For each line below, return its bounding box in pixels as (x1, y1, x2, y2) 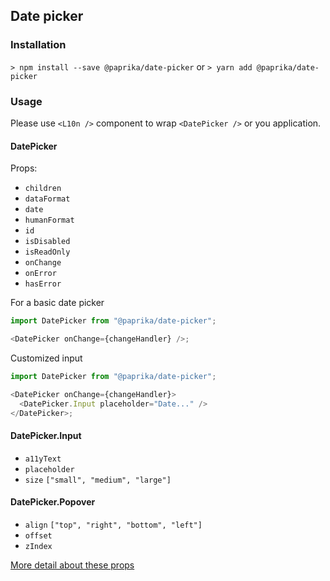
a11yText (24, 454, 62, 464)
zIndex (24, 541, 53, 551)
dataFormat (24, 194, 71, 204)
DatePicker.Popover (10, 496, 96, 508)
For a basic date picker (10, 297, 105, 309)
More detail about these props (10, 559, 135, 571)
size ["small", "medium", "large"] (24, 475, 172, 485)
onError (24, 269, 57, 279)
